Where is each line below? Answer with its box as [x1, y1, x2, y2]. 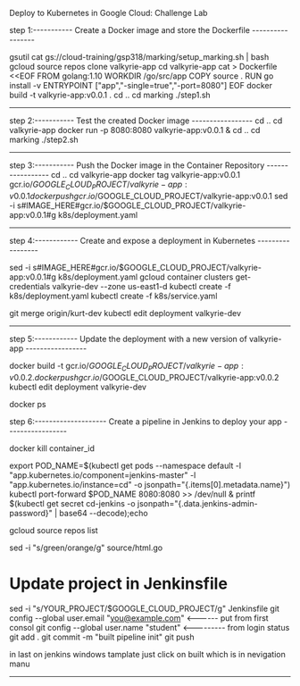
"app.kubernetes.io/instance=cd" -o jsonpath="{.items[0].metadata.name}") [9, 479, 291, 489]
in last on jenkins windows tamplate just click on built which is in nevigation [9, 648, 286, 659]
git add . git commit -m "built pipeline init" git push [9, 632, 195, 642]
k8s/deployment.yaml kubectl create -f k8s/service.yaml [9, 290, 218, 301]
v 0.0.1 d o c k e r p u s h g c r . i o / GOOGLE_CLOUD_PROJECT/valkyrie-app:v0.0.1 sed [9, 190, 288, 201]
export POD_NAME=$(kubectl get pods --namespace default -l [9, 460, 242, 471]
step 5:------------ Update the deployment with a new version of [9, 333, 247, 344]
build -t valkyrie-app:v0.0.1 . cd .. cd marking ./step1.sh [9, 89, 212, 100]
